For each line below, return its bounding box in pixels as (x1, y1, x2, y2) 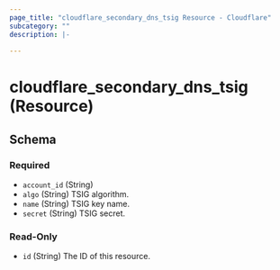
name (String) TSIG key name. (22, 199, 131, 210)
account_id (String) (22, 179, 94, 190)
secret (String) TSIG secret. (22, 208, 126, 219)
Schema (9, 131, 57, 147)
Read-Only (9, 230, 59, 243)
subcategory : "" (9, 22, 70, 31)
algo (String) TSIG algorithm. (22, 189, 130, 200)
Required (9, 158, 50, 171)
